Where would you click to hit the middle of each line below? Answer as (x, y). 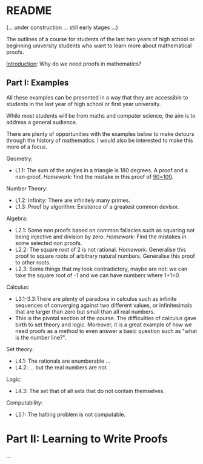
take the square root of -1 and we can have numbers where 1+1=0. (98, 275)
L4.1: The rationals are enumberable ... (63, 361)
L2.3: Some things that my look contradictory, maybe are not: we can (101, 269)
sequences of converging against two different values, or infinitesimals (104, 305)
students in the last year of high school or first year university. (84, 104)
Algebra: (17, 218)
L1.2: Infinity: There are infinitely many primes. (72, 200)
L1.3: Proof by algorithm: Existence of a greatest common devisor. (97, 206)
